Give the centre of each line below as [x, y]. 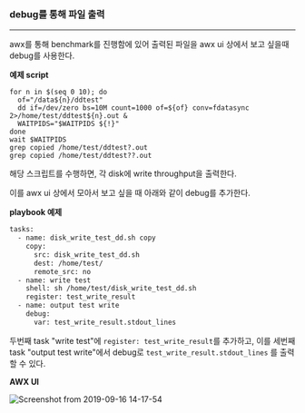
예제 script [29, 75]
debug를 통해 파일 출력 [57, 14]
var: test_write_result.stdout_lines [105, 322]
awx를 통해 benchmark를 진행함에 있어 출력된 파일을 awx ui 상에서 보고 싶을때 [149, 44]
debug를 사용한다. [42, 55]
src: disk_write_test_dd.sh [87, 255]
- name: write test [54, 280]
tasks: [22, 230]
